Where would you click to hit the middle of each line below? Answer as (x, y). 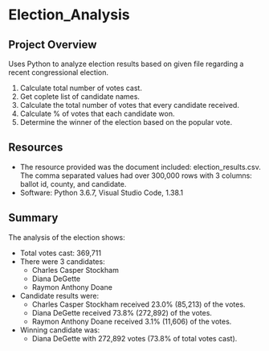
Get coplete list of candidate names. (80, 97)
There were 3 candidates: (63, 261)
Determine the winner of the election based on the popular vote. (126, 122)
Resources (36, 148)
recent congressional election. (59, 72)
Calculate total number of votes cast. (81, 88)
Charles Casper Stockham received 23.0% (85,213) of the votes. (139, 304)
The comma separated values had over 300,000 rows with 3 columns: (136, 175)
